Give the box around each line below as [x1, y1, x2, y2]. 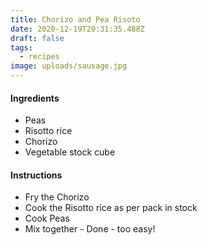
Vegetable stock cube [24, 146, 116, 158]
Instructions [10, 169, 63, 181]
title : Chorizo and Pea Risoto [10, 14, 141, 25]
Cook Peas [24, 212, 70, 225]
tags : [10, 42, 33, 53]
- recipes [19, 52, 60, 62]
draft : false [10, 33, 65, 43]
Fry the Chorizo [24, 191, 90, 203]
